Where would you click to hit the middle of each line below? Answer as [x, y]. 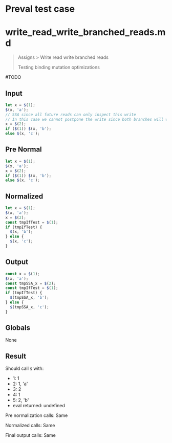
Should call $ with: [25, 368]
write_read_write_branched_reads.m [85, 32]
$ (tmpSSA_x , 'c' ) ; [30, 307]
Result [16, 356]
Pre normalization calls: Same [37, 415]
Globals [18, 328]
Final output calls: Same [31, 435]
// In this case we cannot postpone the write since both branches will [84, 119]
